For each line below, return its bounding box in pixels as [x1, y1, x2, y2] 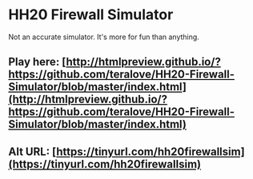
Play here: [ [8, 55, 66, 69]
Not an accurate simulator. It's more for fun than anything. [8, 32, 200, 42]
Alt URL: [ [8, 145, 57, 158]
